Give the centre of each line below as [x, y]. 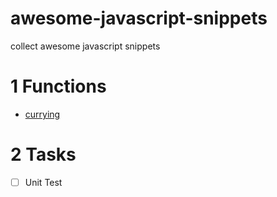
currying [42, 114]
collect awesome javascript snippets [85, 46]
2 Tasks [43, 154]
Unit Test [43, 182]
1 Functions [58, 86]
